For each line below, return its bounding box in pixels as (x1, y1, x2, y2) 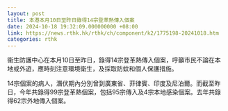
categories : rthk (7, 36, 58, 43)
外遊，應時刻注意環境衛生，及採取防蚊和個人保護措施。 (19, 65, 178, 73)
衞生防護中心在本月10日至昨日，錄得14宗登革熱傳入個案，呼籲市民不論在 (7, 56, 215, 65)
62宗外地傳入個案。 (13, 96, 70, 105)
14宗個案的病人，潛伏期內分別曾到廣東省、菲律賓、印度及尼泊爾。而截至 (7, 79, 215, 87)
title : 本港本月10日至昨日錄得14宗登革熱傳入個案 (7, 17, 135, 24)
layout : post (7, 10, 45, 17)
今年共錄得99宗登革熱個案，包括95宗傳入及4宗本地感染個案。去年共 (19, 88, 215, 96)
